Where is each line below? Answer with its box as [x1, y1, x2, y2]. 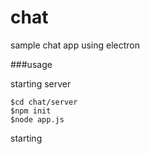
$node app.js [10, 114, 65, 125]
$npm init [10, 106, 52, 116]
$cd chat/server [10, 97, 78, 107]
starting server [10, 77, 72, 90]
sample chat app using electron [10, 39, 141, 51]
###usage [10, 58, 53, 70]
